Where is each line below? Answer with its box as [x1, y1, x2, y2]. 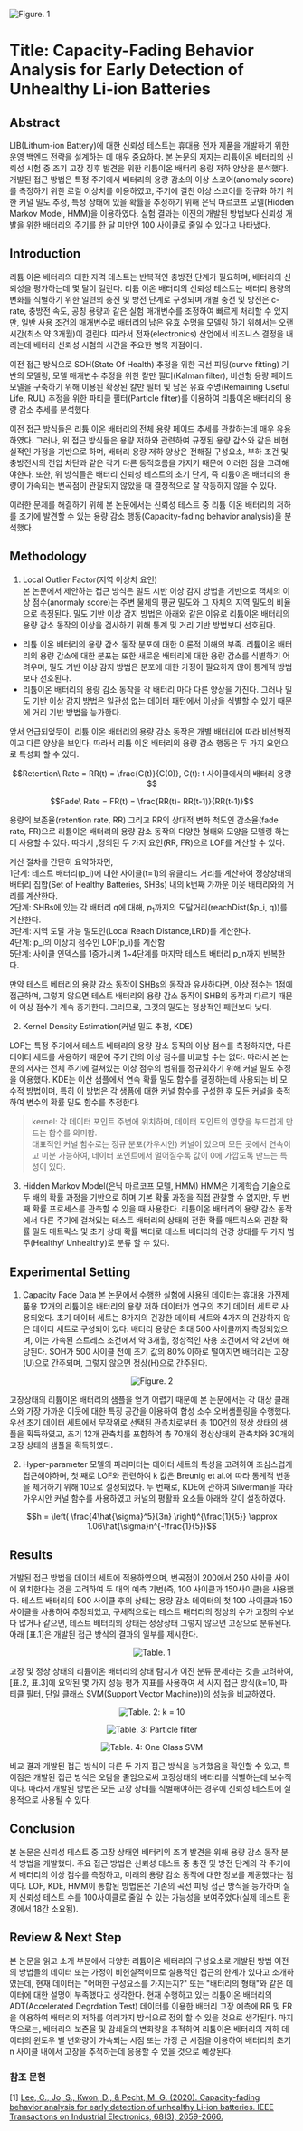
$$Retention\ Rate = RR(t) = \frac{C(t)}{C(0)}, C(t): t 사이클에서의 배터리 [12, 767, 276, 779]
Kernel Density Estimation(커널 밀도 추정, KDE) [22, 1021, 193, 1032]
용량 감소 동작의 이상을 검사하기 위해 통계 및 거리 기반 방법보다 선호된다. [22, 619, 276, 630]
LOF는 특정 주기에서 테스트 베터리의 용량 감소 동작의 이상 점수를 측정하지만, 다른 [9, 1040, 292, 1051]
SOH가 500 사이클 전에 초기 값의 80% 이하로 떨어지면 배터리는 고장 [49, 1347, 289, 1357]
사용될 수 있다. [40, 1795, 92, 1805]
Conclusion [9, 1821, 76, 1836]
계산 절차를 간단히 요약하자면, [9, 856, 114, 867]
